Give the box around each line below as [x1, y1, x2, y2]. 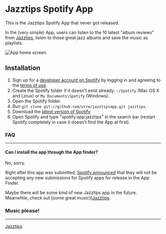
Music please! [5, 207, 40, 214]
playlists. [5, 40, 23, 46]
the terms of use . [12, 82, 47, 88]
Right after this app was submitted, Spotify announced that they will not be [5, 170, 157, 176]
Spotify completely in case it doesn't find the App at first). [12, 119, 130, 125]
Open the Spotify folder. [12, 98, 62, 104]
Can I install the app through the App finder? [5, 149, 98, 155]
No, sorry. [5, 160, 26, 166]
